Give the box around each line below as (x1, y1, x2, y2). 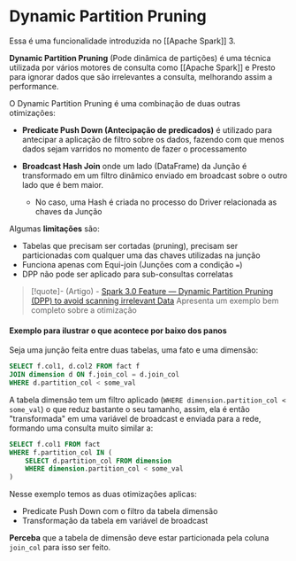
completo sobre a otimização (30, 304, 137, 316)
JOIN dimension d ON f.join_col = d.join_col (9, 370, 179, 379)
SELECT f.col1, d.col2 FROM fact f (9, 362, 140, 371)
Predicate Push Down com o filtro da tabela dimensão (21, 506, 218, 517)
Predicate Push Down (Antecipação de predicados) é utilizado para (21, 124, 272, 135)
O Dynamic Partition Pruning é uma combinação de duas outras (9, 97, 241, 108)
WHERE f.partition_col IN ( (9, 448, 113, 457)
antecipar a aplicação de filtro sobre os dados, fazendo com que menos (21, 134, 285, 144)
